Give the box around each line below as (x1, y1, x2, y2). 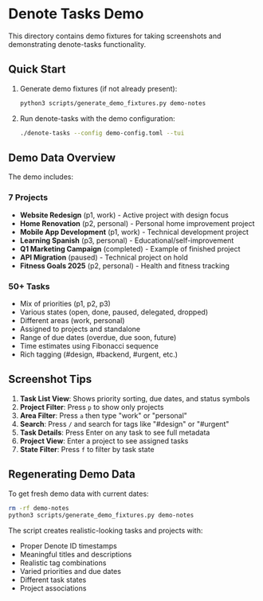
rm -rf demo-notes (8, 504, 69, 512)
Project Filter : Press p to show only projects (19, 402, 164, 412)
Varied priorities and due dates (19, 567, 122, 576)
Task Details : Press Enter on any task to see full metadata (19, 427, 210, 437)
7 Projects (8, 192, 49, 203)
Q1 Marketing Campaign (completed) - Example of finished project (19, 244, 241, 253)
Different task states (19, 575, 87, 585)
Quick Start (8, 63, 66, 76)
